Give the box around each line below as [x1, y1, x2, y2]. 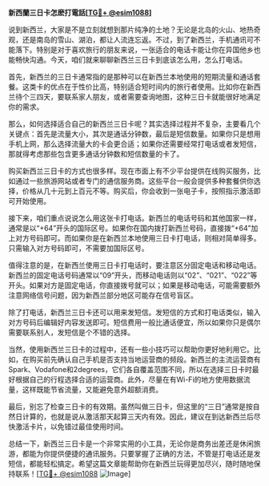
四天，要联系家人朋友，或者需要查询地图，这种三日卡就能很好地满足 [35, 92, 261, 101]
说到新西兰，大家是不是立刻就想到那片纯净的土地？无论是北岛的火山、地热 [8, 25, 254, 34]
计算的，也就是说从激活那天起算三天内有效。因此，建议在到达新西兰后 [22, 412, 254, 421]
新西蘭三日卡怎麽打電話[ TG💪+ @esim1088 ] [8, 8, 152, 17]
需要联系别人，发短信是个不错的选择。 [8, 328, 134, 337]
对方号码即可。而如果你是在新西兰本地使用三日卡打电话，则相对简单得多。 [14, 233, 261, 243]
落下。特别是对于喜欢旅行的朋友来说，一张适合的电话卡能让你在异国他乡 [14, 45, 254, 55]
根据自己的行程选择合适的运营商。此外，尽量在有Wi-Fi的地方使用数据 [14, 375, 244, 384]
